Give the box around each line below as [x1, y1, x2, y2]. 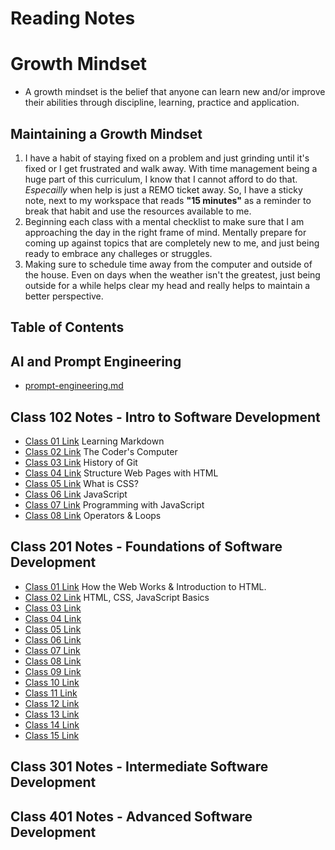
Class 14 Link [24, 718, 80, 731]
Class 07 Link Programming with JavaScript [24, 498, 205, 511]
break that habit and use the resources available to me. [24, 205, 252, 217]
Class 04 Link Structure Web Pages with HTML [24, 467, 219, 479]
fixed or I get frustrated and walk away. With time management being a [24, 162, 318, 174]
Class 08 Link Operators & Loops [24, 509, 162, 521]
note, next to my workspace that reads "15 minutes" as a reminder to [24, 194, 312, 206]
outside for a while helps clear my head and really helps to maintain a [24, 279, 311, 291]
